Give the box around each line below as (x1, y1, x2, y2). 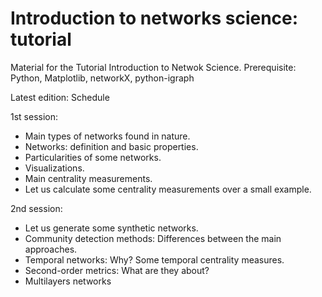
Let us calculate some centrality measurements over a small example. (24, 183, 312, 195)
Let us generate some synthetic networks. (24, 222, 199, 234)
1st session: (10, 110, 59, 122)
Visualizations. (24, 162, 85, 174)
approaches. (24, 243, 78, 255)
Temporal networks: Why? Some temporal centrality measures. (24, 253, 285, 266)
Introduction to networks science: (10, 7, 299, 30)
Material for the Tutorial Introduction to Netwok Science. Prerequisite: (10, 61, 297, 73)
